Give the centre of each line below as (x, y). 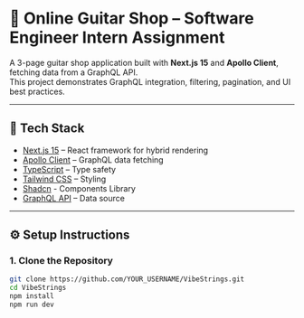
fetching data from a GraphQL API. (74, 72)
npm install (32, 296)
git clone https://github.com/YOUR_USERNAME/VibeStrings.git (127, 279)
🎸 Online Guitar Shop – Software (132, 19)
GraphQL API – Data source (73, 198)
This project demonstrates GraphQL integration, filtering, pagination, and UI (150, 81)
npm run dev (32, 305)
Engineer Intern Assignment (117, 37)
